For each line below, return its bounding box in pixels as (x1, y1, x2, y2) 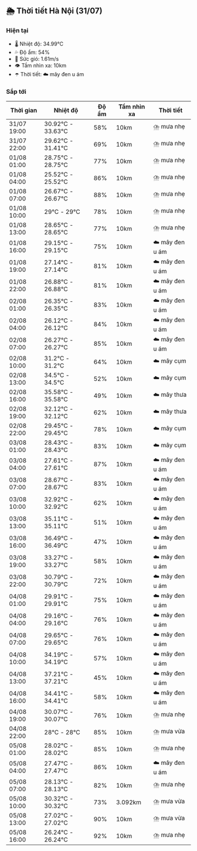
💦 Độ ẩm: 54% (14, 49, 50, 56)
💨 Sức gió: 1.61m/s (14, 55, 59, 62)
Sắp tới (6, 87, 26, 96)
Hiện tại (6, 26, 29, 35)
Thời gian (10, 106, 38, 114)
